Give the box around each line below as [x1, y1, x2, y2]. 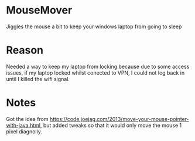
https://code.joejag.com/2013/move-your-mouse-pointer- [49, 115, 189, 122]
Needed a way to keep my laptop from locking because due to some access [6, 63, 190, 70]
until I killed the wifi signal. [6, 75, 70, 82]
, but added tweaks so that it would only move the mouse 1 [40, 122, 182, 129]
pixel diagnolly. [6, 127, 42, 135]
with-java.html [6, 122, 41, 129]
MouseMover [6, 4, 73, 17]
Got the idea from [6, 115, 49, 122]
